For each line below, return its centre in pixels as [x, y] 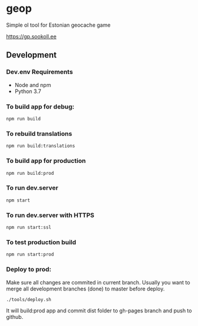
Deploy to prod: [29, 270]
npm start [18, 200]
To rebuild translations [39, 133]
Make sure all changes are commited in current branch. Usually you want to [98, 282]
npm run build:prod [30, 173]
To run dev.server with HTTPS [50, 215]
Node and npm [33, 85]
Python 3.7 [28, 91]
